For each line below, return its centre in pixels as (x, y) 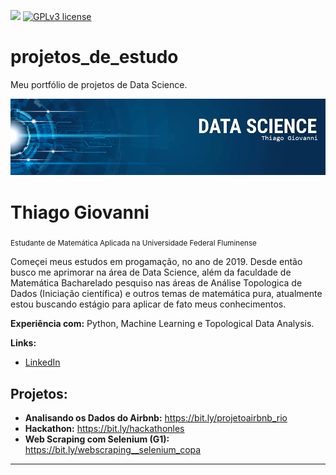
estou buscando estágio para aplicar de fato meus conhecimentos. (148, 304)
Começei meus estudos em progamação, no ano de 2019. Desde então (156, 262)
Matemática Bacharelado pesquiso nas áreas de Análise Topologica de (156, 283)
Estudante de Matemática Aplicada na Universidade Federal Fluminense (133, 243)
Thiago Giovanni (80, 212)
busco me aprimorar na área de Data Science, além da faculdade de (151, 272)
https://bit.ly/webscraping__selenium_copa (113, 449)
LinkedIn (42, 362)
